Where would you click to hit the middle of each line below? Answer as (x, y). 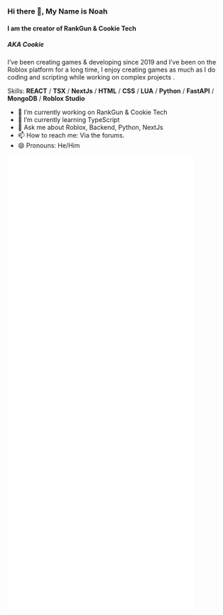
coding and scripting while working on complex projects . (91, 77)
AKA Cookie (26, 45)
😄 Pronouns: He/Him (49, 145)
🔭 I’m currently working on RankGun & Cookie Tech (93, 112)
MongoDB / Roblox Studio (46, 99)
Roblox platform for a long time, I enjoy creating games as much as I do (111, 70)
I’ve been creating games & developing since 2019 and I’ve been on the (112, 62)
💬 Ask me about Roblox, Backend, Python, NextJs (90, 128)
